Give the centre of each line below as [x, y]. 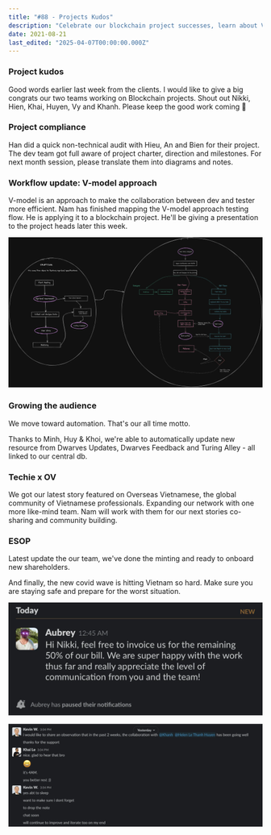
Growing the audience [52, 405]
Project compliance [47, 127]
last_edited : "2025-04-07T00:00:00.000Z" [79, 43]
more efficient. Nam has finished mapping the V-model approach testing [129, 209]
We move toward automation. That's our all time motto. [100, 423]
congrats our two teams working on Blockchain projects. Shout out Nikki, [129, 98]
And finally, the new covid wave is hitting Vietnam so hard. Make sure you [131, 583]
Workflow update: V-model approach [83, 183]
